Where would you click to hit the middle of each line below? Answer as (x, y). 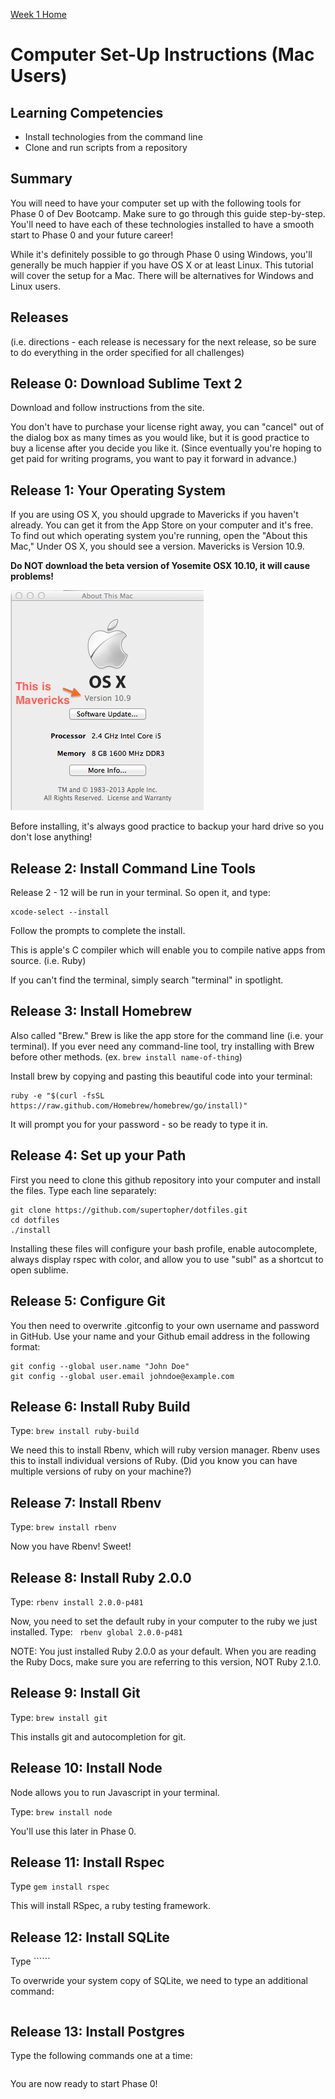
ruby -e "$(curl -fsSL (57, 1095)
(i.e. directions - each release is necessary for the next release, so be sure (163, 341)
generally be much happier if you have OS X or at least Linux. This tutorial (162, 265)
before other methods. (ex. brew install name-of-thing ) (126, 1056)
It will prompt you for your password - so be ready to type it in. (139, 1124)
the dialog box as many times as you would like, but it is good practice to (160, 438)
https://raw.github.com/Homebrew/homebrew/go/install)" (129, 1105)
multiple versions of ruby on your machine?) (101, 1471)
